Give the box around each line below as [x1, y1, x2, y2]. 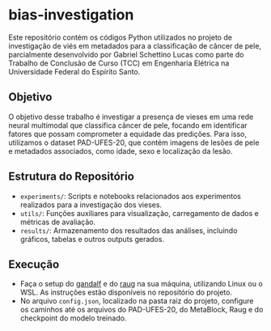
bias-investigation [8, 6, 134, 24]
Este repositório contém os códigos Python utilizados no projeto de [8, 32, 233, 42]
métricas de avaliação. [19, 217, 95, 227]
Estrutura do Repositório [8, 170, 135, 184]
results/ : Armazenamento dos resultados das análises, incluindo [19, 225, 238, 236]
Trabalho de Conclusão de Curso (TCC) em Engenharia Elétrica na [8, 58, 230, 68]
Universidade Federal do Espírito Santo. [8, 66, 141, 76]
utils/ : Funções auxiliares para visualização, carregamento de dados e [19, 208, 259, 218]
